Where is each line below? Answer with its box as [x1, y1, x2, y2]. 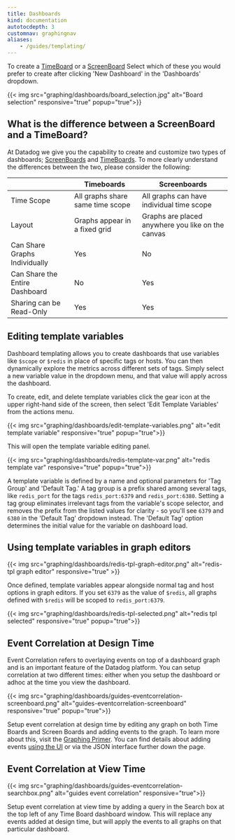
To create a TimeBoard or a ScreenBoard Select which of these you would [7, 62, 221, 70]
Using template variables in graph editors [7, 542, 191, 553]
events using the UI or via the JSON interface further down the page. [7, 743, 206, 751]
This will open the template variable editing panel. [7, 442, 150, 450]
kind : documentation [7, 17, 68, 24]
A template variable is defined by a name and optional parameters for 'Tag [7, 476, 222, 485]
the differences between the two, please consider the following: [7, 163, 191, 171]
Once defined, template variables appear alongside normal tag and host [7, 581, 215, 589]
